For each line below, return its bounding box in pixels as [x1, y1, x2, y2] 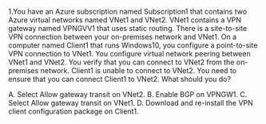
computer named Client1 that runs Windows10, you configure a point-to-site [8, 41, 258, 50]
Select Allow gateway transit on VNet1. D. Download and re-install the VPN [8, 99, 253, 107]
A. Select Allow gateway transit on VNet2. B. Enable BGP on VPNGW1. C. [8, 90, 248, 99]
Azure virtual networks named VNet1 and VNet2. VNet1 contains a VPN [8, 15, 242, 25]
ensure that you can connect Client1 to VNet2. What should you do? [8, 75, 232, 83]
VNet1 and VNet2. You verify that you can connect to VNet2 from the [8, 57, 235, 67]
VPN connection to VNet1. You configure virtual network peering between [8, 49, 251, 58]
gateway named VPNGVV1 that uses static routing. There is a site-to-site [8, 24, 248, 33]
